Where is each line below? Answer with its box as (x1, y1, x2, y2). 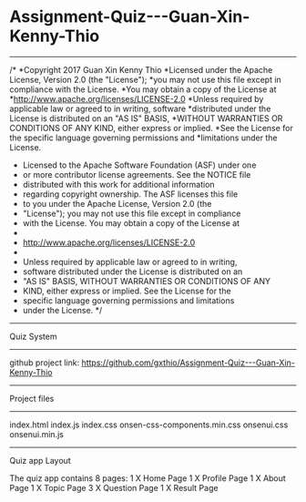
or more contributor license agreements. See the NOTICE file (22, 169, 251, 179)
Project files (9, 393, 55, 404)
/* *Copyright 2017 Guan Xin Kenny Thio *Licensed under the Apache (9, 64, 273, 75)
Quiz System (9, 331, 57, 342)
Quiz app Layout (9, 455, 71, 466)
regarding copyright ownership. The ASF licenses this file (22, 189, 239, 200)
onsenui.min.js (9, 428, 64, 439)
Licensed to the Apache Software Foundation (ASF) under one (22, 159, 257, 170)
